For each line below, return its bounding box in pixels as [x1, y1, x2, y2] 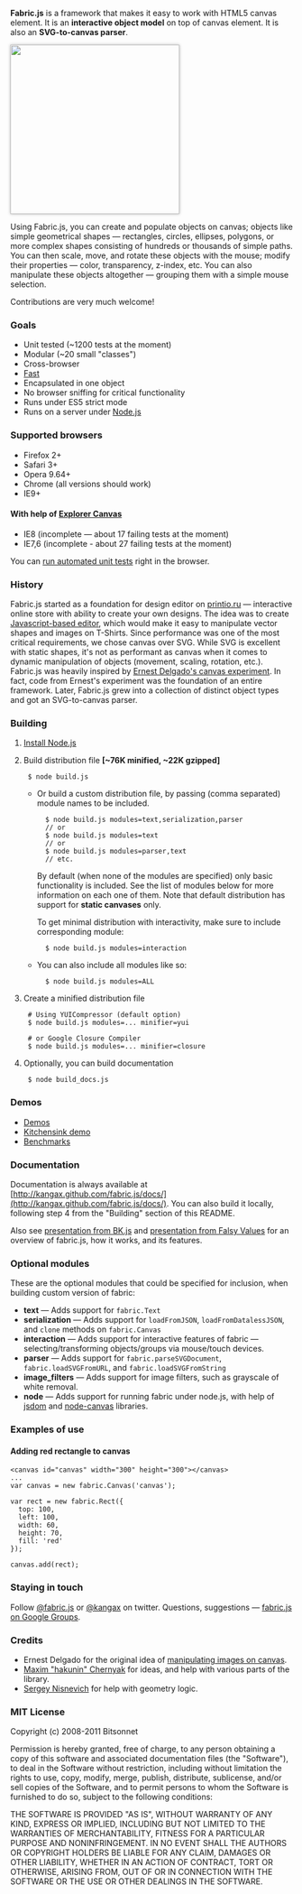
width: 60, [18, 1520, 59, 1530]
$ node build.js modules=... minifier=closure [27, 1042, 206, 1051]
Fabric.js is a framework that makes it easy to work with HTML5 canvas [10, 8, 278, 18]
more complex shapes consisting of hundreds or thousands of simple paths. [10, 241, 294, 251]
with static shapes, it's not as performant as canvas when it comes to [10, 647, 268, 658]
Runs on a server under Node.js [23, 406, 142, 418]
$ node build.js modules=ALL [44, 977, 155, 986]
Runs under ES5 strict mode [23, 397, 128, 408]
